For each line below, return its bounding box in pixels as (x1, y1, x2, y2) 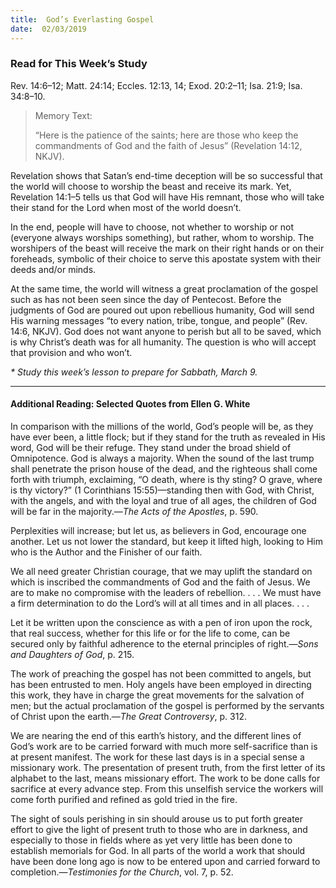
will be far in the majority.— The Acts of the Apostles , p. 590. (10, 506, 259, 517)
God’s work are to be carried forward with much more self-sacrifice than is (10, 741, 318, 752)
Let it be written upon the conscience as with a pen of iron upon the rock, (10, 617, 313, 628)
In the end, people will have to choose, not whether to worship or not (10, 221, 295, 233)
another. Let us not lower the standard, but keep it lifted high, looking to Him (10, 536, 324, 547)
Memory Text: (34, 109, 93, 121)
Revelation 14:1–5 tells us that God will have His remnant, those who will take (10, 191, 325, 203)
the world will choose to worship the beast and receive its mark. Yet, (10, 180, 292, 192)
